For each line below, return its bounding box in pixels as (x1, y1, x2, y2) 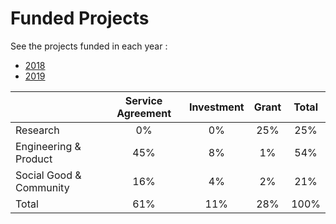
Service (124, 93, 163, 107)
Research (15, 123, 60, 137)
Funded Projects (10, 7, 150, 30)
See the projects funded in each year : (10, 40, 168, 52)
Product (15, 152, 53, 166)
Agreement (116, 106, 172, 120)
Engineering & (15, 139, 82, 153)
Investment (188, 100, 245, 114)
